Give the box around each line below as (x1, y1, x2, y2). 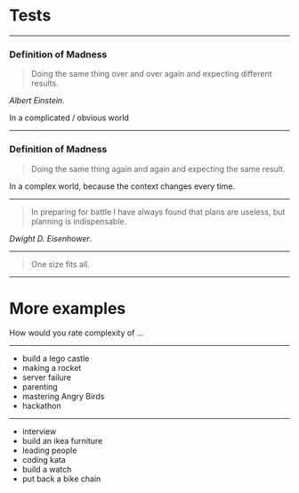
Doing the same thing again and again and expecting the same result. (30, 163, 286, 174)
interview (21, 426, 57, 437)
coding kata (21, 455, 67, 465)
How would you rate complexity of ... (9, 327, 144, 339)
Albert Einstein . (9, 95, 65, 106)
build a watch (21, 464, 72, 475)
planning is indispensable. (30, 216, 127, 226)
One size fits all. (30, 259, 91, 269)
